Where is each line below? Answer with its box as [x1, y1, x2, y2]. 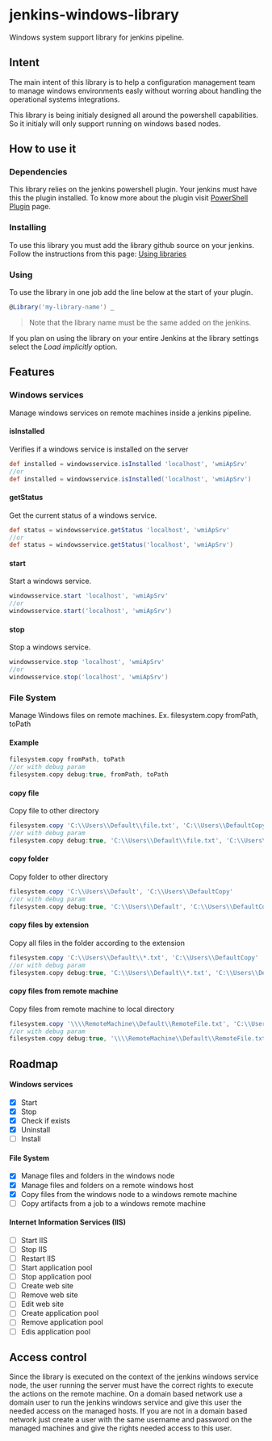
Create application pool [20, 1309, 99, 1318]
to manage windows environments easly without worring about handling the [9, 86, 262, 95]
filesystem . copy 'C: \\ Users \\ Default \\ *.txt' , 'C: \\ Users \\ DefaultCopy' [9, 953, 259, 962]
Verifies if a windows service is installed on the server [9, 444, 189, 454]
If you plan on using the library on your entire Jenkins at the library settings [9, 333, 259, 342]
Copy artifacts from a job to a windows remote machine [20, 1198, 207, 1208]
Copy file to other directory [9, 806, 99, 816]
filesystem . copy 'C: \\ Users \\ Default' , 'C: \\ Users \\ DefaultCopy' [9, 888, 233, 896]
